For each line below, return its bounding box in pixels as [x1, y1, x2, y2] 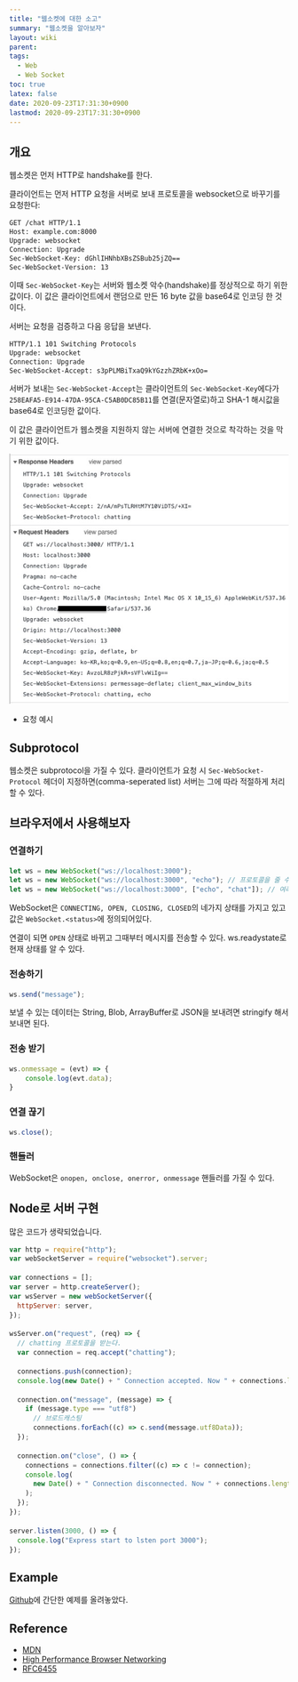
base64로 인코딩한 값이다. [9, 406, 101, 416]
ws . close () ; [9, 1128, 53, 1137]
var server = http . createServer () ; [9, 1283, 141, 1292]
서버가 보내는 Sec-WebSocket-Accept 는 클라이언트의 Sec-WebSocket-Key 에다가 [9, 383, 279, 394]
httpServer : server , [17, 1301, 93, 1310]
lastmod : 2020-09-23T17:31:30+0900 [9, 108, 141, 117]
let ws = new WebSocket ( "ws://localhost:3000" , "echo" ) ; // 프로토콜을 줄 [9, 876, 281, 885]
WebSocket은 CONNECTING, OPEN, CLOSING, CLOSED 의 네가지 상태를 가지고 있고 [9, 903, 286, 913]
